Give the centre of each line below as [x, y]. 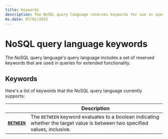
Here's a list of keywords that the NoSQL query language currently [74, 91]
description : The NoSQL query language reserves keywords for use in [79, 14]
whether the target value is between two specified [89, 123]
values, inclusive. [51, 129]
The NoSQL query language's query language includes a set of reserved [80, 57]
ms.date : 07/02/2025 [27, 19]
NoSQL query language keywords [76, 44]
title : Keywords [22, 10]
